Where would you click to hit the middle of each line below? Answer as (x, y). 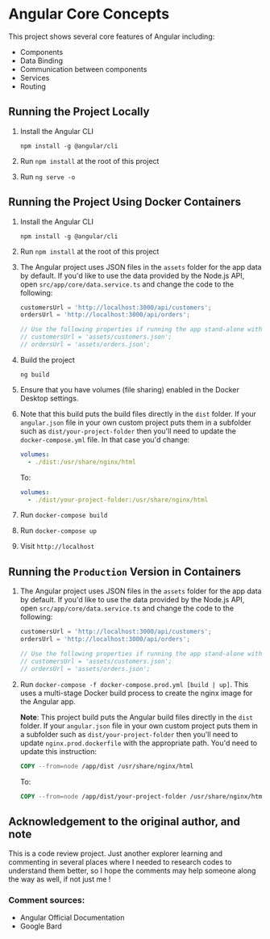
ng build (35, 375)
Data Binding (41, 61)
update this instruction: (58, 751)
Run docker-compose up (58, 530)
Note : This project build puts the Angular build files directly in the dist (137, 717)
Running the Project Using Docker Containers (125, 202)
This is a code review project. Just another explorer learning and (116, 853)
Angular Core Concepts (89, 14)
